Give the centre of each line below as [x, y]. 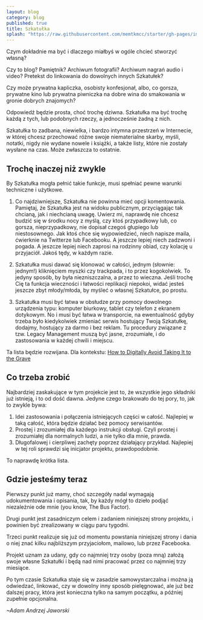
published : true [27, 23]
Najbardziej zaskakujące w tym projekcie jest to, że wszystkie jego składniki [101, 392]
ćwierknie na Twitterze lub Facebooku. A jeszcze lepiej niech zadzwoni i [105, 240]
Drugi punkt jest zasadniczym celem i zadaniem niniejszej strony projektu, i [100, 518]
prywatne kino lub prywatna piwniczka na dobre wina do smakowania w [96, 94]
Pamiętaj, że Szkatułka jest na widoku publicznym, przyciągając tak [99, 208]
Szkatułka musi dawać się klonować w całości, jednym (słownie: [95, 264]
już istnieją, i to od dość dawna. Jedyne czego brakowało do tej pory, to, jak [101, 398]
